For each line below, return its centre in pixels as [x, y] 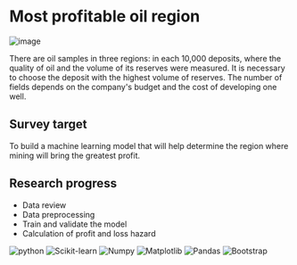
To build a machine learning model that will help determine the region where [149, 145]
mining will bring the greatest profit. [75, 155]
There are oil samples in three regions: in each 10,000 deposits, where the [145, 58]
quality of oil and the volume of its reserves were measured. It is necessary [147, 68]
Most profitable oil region [105, 17]
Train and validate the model [74, 224]
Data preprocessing [58, 214]
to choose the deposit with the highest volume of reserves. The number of [146, 77]
